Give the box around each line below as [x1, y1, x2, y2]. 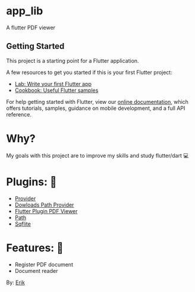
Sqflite [14, 220, 31, 228]
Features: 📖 [6, 241, 64, 254]
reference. [6, 110, 32, 118]
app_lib [6, 4, 43, 18]
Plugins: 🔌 [6, 175, 57, 189]
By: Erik [6, 279, 25, 286]
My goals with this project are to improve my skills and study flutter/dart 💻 [6, 152, 189, 159]
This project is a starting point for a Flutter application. [6, 57, 139, 64]
